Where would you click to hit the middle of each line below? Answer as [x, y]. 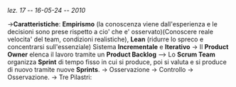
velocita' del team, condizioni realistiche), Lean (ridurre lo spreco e [106, 39]
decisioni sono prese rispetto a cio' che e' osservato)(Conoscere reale [110, 32]
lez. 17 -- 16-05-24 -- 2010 [47, 10]
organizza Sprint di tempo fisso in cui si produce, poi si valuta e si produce [117, 62]
